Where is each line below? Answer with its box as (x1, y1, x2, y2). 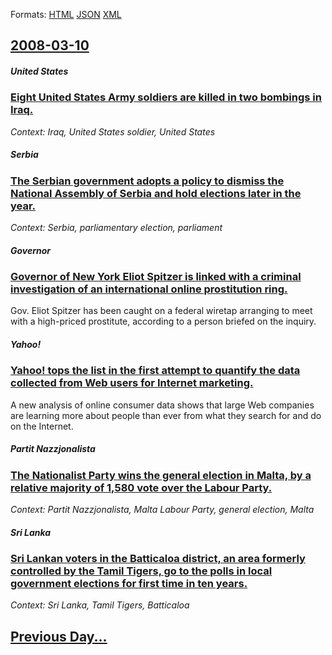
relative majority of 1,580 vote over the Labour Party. (10, 480, 273, 494)
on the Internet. (10, 420, 74, 432)
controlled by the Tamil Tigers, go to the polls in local (10, 564, 273, 578)
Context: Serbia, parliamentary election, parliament (10, 222, 223, 234)
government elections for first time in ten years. (10, 577, 248, 591)
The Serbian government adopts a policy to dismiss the (10, 174, 285, 188)
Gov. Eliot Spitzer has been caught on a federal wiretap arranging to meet (10, 305, 313, 317)
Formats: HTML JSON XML (10, 9, 122, 20)
